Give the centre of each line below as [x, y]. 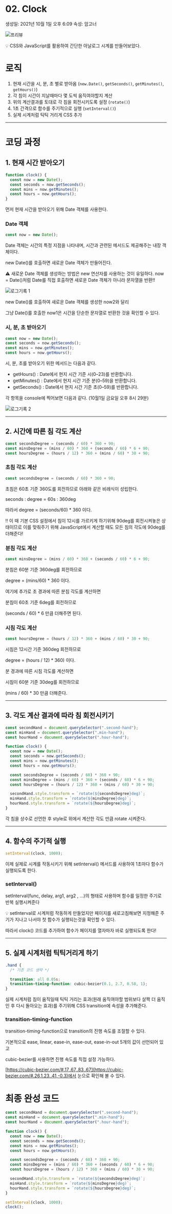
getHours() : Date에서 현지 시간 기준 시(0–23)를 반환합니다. [73, 374]
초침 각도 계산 [21, 467]
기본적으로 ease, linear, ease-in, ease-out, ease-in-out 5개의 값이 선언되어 [82, 1042]
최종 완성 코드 [32, 1099]
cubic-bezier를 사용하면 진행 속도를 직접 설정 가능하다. [60, 1059]
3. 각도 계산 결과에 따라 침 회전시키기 [60, 715]
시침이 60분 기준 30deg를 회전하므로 [42, 682]
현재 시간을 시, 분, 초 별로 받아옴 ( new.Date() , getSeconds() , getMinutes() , [88, 83]
